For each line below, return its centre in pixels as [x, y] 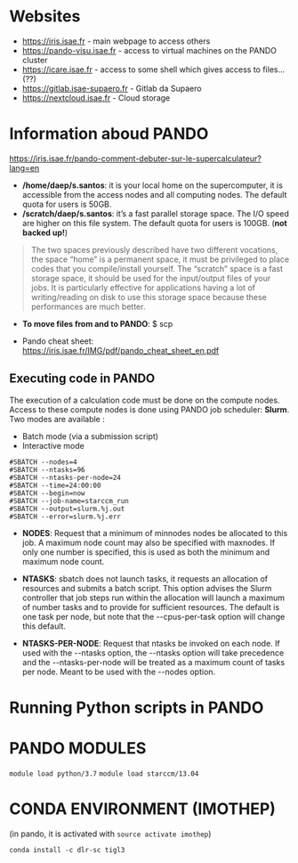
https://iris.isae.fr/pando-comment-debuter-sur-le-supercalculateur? [136, 159]
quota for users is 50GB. [67, 204]
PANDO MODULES [78, 749]
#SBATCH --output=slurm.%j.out [67, 509]
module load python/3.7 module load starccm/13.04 [104, 773]
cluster [35, 60]
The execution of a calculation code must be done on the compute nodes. [145, 400]
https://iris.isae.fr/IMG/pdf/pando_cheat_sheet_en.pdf [121, 350]
